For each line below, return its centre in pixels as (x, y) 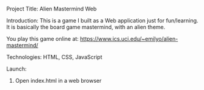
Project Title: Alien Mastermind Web (52, 9)
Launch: (16, 69)
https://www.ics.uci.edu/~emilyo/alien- (129, 39)
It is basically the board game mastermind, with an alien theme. (86, 27)
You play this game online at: (43, 39)
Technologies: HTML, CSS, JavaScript (54, 57)
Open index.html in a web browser (58, 81)
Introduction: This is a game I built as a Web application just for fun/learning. (102, 20)
